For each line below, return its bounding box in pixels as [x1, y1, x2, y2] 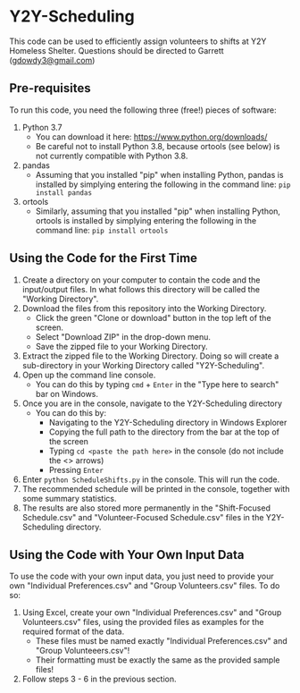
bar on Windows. [35, 388, 99, 399]
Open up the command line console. [21, 369, 156, 380]
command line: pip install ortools [35, 224, 169, 235]
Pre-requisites [9, 80, 91, 96]
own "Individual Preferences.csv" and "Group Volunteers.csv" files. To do [9, 580, 280, 591]
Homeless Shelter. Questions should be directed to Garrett [9, 45, 225, 55]
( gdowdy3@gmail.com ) [9, 55, 96, 65]
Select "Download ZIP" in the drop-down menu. [35, 331, 212, 342]
